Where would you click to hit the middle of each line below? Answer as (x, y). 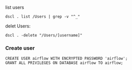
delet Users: (18, 26)
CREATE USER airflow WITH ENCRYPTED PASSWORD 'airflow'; (67, 59)
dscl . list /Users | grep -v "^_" (43, 17)
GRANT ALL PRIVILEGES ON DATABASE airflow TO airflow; (64, 63)
